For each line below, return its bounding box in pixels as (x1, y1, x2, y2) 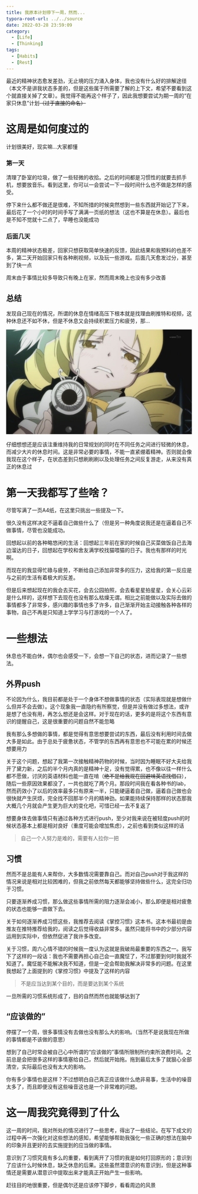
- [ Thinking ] (11, 41, 44, 47)
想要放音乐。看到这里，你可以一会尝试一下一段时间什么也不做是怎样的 (16, 181, 187, 188)
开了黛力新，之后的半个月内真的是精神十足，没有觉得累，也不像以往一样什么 (6, 765, 192, 772)
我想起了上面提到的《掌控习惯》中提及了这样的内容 (6, 967, 130, 974)
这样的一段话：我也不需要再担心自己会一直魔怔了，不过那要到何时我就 (16, 953, 187, 960)
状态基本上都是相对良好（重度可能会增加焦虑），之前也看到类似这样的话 (11, 822, 184, 830)
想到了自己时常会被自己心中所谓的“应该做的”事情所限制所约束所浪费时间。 (6, 1048, 187, 1056)
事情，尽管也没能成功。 (11, 527, 68, 534)
